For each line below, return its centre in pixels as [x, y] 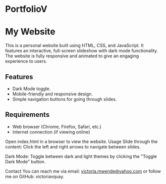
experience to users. [26, 61]
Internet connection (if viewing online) [51, 132]
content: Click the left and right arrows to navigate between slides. [73, 146]
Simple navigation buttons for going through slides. [64, 99]
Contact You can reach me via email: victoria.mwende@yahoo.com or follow [83, 171]
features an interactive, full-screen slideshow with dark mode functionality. [82, 51]
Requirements [27, 115]
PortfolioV [26, 9]
